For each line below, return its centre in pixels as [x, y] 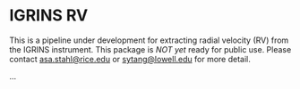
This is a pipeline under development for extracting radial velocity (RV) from [149, 40]
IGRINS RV [49, 16]
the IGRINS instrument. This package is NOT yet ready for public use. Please [150, 49]
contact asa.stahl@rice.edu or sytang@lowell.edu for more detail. [130, 59]
